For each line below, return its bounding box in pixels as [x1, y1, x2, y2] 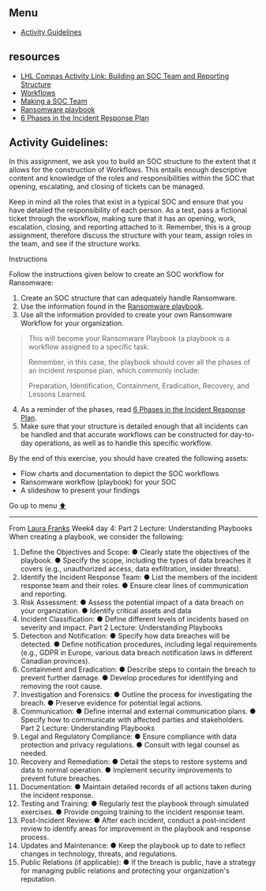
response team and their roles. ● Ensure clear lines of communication [20, 581, 249, 590]
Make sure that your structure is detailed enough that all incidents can [20, 421, 249, 431]
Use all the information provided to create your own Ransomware [20, 310, 232, 320]
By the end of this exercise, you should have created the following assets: [9, 454, 249, 463]
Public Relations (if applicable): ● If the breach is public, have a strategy [20, 858, 256, 867]
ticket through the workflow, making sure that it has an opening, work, [9, 214, 237, 223]
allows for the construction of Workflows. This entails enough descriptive [9, 165, 247, 174]
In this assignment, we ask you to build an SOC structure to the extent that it [9, 157, 257, 167]
